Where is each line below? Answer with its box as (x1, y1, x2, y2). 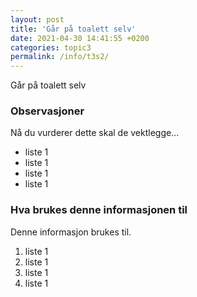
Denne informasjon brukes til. (10, 226, 132, 238)
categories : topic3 (10, 42, 92, 53)
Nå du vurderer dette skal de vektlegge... (10, 127, 180, 139)
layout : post (10, 14, 65, 25)
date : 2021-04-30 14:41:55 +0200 (10, 33, 150, 43)
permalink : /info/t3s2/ (10, 52, 110, 62)
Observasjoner (10, 104, 85, 118)
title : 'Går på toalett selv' (10, 24, 137, 34)
